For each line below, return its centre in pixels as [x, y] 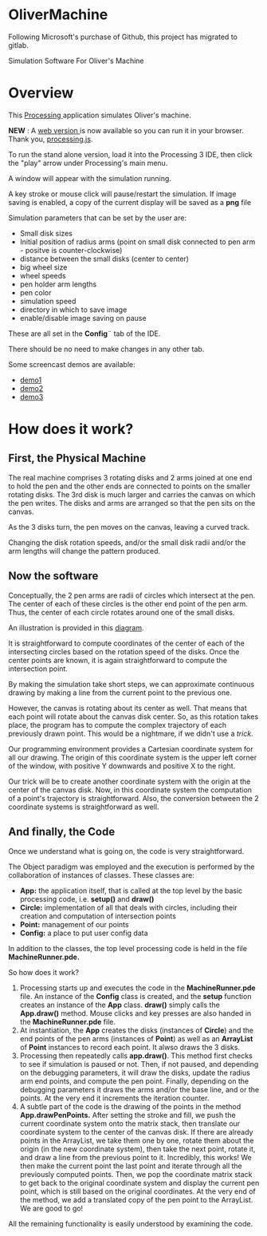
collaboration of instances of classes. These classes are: [102, 875]
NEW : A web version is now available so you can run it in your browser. [126, 130]
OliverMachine [58, 15]
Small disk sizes [46, 233]
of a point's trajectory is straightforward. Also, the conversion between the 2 [133, 798]
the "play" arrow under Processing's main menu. [88, 163]
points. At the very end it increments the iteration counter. [114, 1098]
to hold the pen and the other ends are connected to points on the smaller [130, 486]
